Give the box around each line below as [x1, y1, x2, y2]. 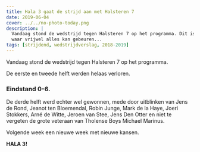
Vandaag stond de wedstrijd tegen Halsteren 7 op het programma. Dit [11, 31, 187, 37]
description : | [6, 25, 44, 32]
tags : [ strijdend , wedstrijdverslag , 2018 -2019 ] [6, 42, 129, 48]
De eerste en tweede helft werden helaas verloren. [6, 70, 130, 77]
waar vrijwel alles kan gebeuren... [11, 36, 102, 42]
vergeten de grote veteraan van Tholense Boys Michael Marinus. [6, 117, 165, 125]
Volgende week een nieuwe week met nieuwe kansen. [6, 129, 139, 136]
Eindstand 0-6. [6, 85, 51, 93]
